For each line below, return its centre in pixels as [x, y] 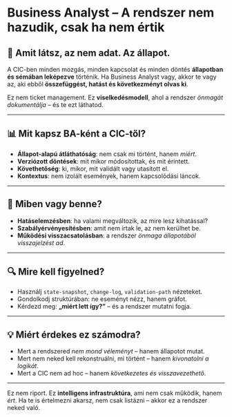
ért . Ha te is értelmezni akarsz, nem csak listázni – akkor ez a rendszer [107, 400]
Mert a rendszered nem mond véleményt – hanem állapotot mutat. [111, 351]
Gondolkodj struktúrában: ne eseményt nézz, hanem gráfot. [102, 299]
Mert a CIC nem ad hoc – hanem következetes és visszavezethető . [112, 374]
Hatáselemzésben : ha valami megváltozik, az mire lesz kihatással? [113, 221]
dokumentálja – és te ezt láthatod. [55, 105]
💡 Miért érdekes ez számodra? [74, 334]
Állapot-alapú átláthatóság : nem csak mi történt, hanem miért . [107, 154]
